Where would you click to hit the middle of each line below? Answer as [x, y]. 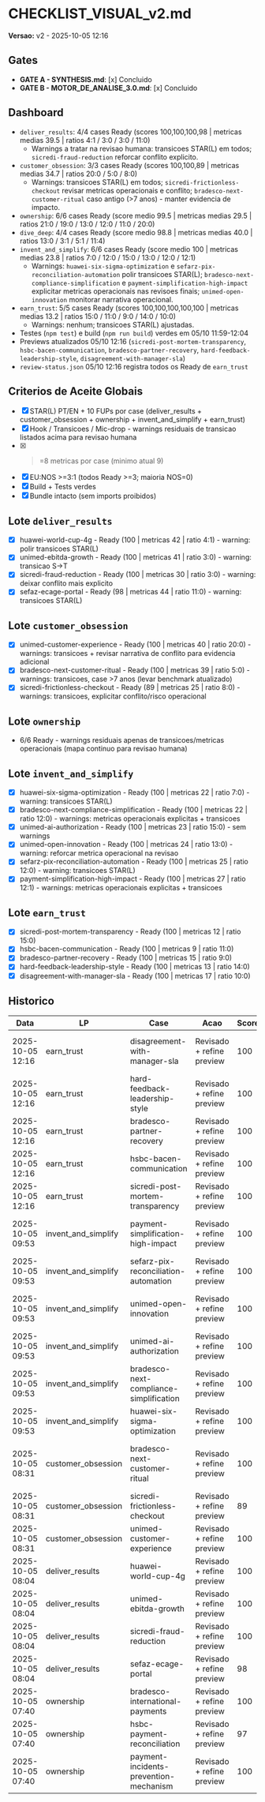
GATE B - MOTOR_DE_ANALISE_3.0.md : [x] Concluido [108, 88]
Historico [32, 1000]
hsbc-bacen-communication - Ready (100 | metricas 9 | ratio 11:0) [127, 949]
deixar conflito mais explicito [66, 583]
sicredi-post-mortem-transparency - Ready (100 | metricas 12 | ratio [130, 931]
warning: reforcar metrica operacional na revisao [99, 853]
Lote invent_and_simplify [71, 773]
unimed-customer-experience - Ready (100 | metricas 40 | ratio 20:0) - [135, 645]
